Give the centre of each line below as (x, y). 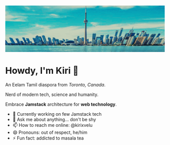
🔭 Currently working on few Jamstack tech (57, 114)
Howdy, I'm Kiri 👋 (42, 70)
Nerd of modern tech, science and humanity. (52, 94)
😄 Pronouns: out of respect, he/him (50, 132)
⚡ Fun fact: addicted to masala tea (48, 138)
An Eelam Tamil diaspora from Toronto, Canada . (55, 84)
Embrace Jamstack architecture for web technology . (61, 104)
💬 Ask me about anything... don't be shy (54, 119)
